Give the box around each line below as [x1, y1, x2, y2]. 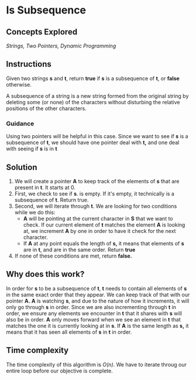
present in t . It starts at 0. [14, 184, 76, 191]
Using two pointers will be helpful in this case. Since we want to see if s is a [6, 133, 188, 140]
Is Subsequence [6, 4, 87, 17]
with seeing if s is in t [6, 145, 57, 152]
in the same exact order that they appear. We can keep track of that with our [6, 291, 190, 298]
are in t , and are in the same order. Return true [23, 246, 136, 253]
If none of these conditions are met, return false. [14, 252, 133, 259]
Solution [6, 162, 37, 172]
